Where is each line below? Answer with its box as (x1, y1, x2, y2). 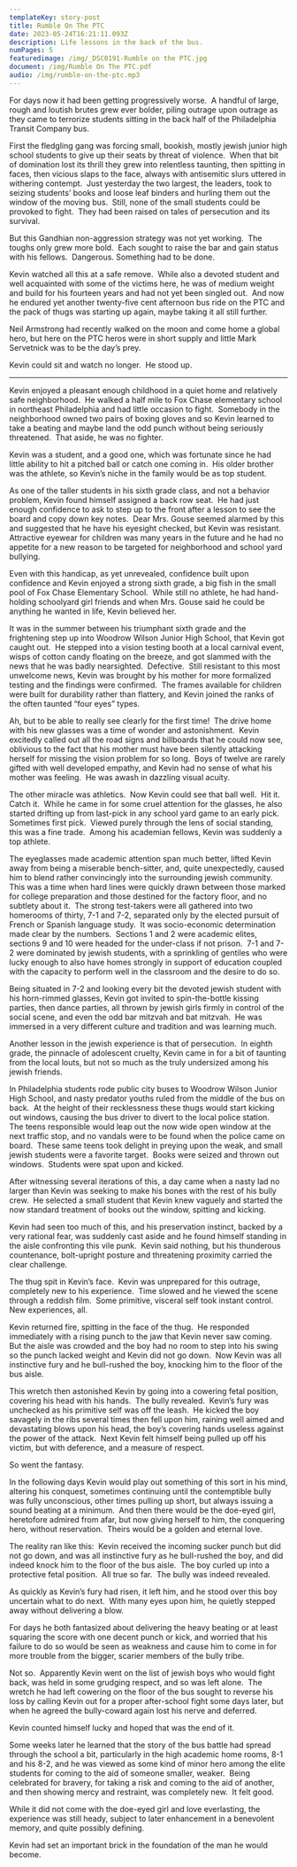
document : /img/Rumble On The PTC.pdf (9, 63, 152, 72)
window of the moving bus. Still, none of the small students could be (9, 197, 261, 207)
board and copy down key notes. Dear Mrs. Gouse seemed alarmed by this (9, 513, 285, 523)
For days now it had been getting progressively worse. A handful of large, (9, 95, 279, 105)
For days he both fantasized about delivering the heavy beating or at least (9, 1622, 278, 1632)
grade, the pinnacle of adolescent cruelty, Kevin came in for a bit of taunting (9, 1047, 287, 1058)
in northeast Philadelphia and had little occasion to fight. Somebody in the (9, 404, 280, 414)
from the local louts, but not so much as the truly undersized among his (9, 1057, 270, 1067)
